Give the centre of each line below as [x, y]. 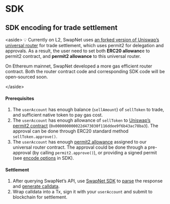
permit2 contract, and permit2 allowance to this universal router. [73, 56]
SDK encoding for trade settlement [61, 28]
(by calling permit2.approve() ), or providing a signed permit [95, 153]
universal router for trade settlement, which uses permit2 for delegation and [84, 45]
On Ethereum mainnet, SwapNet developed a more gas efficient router [79, 66]
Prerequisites [20, 98]
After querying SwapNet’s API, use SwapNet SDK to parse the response [88, 181]
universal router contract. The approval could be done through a [80, 147]
